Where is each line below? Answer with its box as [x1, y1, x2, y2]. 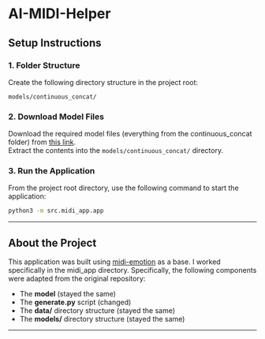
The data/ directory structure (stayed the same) [19, 306, 176, 315]
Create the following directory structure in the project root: [8, 77, 199, 87]
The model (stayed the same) [19, 289, 117, 299]
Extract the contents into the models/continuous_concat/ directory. [8, 146, 223, 155]
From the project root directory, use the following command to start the [8, 183, 239, 193]
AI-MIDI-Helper [8, 5, 111, 23]
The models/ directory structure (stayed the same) [19, 315, 185, 324]
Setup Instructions [8, 36, 102, 50]
